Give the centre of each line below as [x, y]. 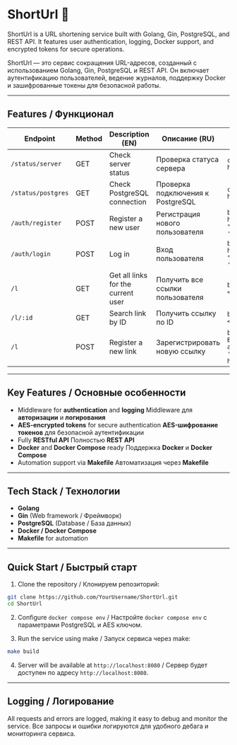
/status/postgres [40, 193]
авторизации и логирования [61, 417]
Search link [128, 313]
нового [168, 223]
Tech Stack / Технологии [64, 491]
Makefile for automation [53, 538]
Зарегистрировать [188, 342]
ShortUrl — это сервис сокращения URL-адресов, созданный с [102, 62]
